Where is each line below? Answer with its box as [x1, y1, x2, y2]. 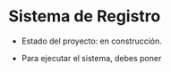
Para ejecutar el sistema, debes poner [21, 52, 162, 63]
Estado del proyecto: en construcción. [21, 36, 163, 46]
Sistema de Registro [8, 6, 161, 27]
